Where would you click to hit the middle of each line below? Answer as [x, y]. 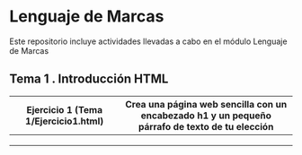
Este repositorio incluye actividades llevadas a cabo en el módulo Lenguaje [148, 41]
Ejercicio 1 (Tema [65, 109]
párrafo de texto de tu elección [206, 126]
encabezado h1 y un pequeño [206, 116]
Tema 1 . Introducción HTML [89, 79]
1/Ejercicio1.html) [65, 121]
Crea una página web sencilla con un [206, 104]
